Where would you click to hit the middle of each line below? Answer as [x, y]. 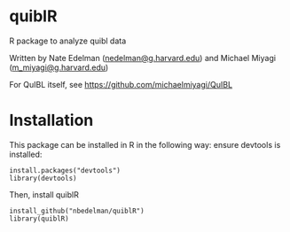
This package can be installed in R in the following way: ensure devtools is [145, 144]
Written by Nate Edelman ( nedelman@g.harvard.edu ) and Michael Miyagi [143, 58]
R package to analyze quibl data [68, 41]
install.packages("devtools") [65, 170]
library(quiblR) [39, 219]
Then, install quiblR [44, 194]
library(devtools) [43, 178]
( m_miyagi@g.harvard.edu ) [59, 67]
